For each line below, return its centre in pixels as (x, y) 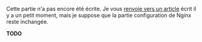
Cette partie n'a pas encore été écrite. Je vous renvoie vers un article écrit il (101, 9)
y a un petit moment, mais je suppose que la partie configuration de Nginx (99, 15)
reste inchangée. (27, 22)
